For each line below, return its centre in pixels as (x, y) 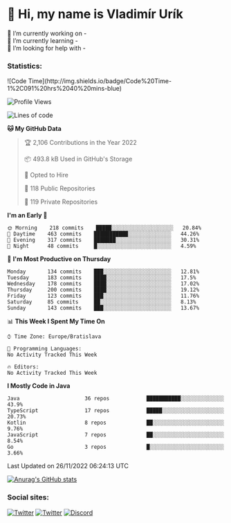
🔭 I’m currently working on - (47, 33)
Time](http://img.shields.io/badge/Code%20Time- (100, 81)
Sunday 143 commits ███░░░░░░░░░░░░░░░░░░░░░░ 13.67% (103, 308)
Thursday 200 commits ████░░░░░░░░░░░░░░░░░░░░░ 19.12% (103, 290)
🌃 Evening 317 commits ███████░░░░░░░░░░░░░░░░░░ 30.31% (103, 240)
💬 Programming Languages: (44, 349)
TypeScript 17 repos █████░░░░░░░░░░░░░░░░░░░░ (116, 411)
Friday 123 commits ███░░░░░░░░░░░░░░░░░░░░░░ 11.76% (103, 296)
